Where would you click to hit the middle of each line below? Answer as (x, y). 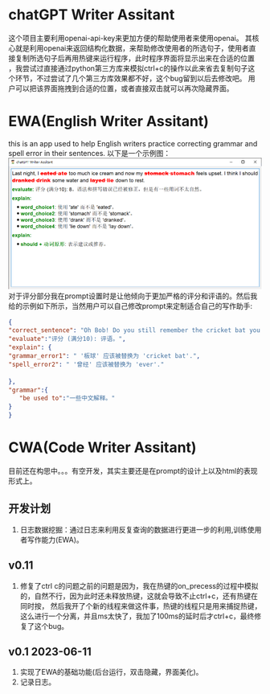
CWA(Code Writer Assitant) (102, 448)
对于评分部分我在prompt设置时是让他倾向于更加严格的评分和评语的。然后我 (133, 296)
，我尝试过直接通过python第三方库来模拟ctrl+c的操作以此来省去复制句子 (128, 68)
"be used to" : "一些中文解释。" (67, 398)
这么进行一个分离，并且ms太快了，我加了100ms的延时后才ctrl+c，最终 (137, 616)
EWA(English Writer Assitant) (108, 121)
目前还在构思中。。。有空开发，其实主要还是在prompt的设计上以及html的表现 (133, 471)
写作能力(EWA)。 (55, 540)
